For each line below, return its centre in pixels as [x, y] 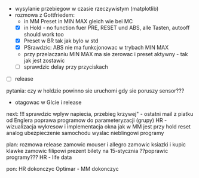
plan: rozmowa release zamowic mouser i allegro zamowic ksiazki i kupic [96, 145]
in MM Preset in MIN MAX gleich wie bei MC [78, 21]
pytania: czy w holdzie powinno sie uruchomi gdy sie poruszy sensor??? [95, 91]
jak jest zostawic [44, 61]
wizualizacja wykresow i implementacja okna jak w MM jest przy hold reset [99, 127]
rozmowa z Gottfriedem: [45, 15]
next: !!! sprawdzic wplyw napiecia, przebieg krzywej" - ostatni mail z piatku [100, 114]
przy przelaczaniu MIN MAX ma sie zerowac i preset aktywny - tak [106, 54]
